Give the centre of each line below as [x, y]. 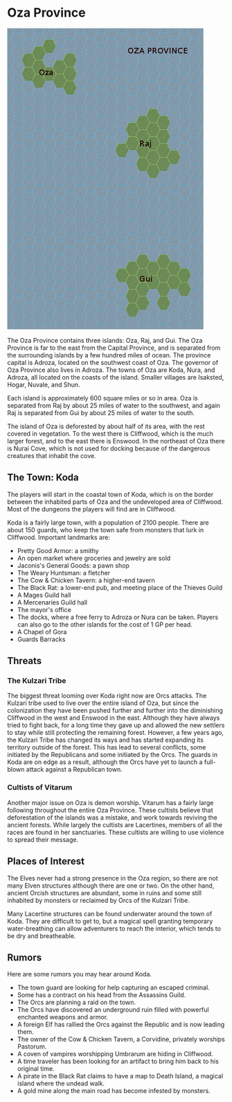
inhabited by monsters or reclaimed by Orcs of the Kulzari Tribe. [99, 900]
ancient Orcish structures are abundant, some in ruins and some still [105, 892]
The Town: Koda [43, 478]
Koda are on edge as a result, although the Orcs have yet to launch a [105, 762]
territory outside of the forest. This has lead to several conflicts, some [107, 747]
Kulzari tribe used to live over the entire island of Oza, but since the [103, 703]
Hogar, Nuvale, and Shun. [44, 384]
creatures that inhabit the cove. [52, 455]
